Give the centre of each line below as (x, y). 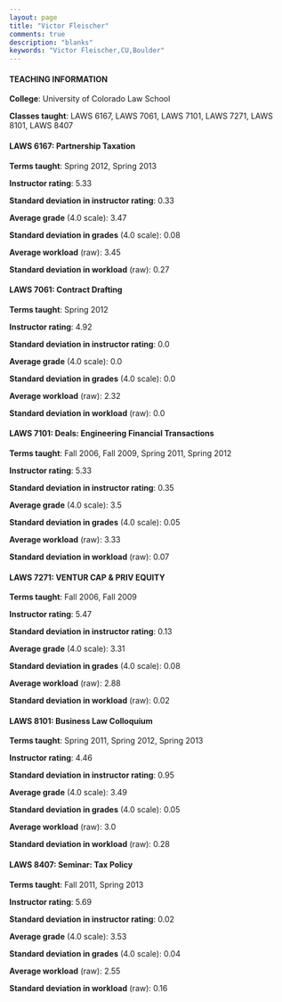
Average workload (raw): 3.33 (65, 539)
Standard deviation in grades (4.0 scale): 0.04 (95, 953)
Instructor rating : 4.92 (51, 327)
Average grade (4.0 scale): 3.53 (68, 936)
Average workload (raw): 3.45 (65, 252)
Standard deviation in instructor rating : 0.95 (92, 775)
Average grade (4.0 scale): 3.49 (68, 793)
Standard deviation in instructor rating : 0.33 (92, 200)
